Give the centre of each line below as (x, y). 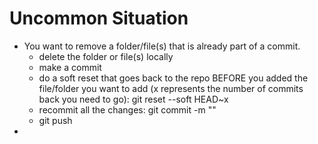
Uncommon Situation (99, 18)
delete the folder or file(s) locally (106, 56)
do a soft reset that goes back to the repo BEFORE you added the (173, 78)
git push (55, 120)
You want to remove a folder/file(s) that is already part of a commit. (162, 46)
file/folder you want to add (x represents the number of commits (171, 88)
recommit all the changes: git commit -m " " (127, 109)
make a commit (70, 67)
